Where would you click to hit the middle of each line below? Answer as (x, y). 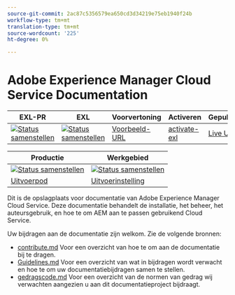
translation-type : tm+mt (43, 27)
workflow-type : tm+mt (39, 20)
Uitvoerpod (29, 181)
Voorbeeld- (131, 129)
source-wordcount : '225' (43, 33)
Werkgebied (128, 158)
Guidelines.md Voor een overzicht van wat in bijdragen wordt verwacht (120, 262)
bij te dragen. (36, 255)
